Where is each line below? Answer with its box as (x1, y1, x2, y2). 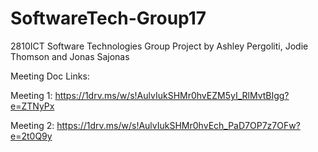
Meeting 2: (10, 119, 55, 131)
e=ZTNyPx (10, 100, 55, 112)
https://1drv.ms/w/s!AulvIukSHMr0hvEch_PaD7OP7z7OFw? (56, 119, 301, 131)
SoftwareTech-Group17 (10, 7, 207, 30)
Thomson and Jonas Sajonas (10, 50, 130, 62)
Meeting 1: (10, 89, 53, 101)
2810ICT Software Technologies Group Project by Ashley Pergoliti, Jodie (10, 40, 309, 52)
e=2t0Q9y (10, 130, 53, 142)
